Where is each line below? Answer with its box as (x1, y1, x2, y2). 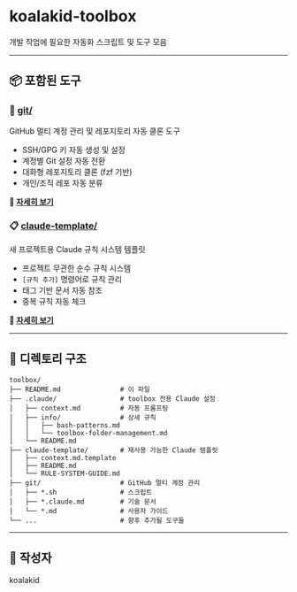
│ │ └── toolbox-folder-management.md (9, 428, 168, 437)
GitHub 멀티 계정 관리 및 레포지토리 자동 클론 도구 (9, 126, 181, 136)
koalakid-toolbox (9, 6, 137, 27)
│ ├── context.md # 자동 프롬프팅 (9, 404, 169, 412)
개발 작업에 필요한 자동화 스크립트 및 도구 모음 (9, 36, 168, 47)
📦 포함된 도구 (9, 73, 81, 88)
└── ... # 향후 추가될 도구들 (9, 516, 185, 525)
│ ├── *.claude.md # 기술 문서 (9, 497, 156, 506)
